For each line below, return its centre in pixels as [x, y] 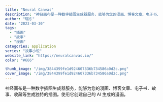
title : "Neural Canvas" [30, 10]
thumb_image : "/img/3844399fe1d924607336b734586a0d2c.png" [67, 69]
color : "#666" [20, 60]
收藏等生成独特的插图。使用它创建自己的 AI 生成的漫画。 [71, 94]
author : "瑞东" [20, 19]
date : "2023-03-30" [25, 23]
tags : [11, 28]
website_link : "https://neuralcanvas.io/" [49, 55]
